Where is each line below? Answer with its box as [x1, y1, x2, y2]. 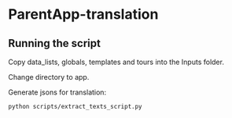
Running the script [8, 37, 101, 50]
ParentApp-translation [8, 5, 159, 23]
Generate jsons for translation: [8, 88, 107, 97]
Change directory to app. [8, 73, 90, 81]
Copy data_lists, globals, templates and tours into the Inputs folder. [8, 57, 224, 66]
